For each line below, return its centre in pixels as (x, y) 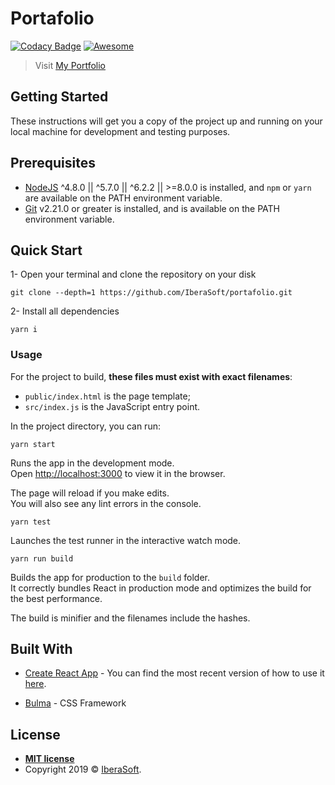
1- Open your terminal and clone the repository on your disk (133, 274)
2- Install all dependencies (65, 311)
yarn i (24, 330)
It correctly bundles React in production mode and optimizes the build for (161, 588)
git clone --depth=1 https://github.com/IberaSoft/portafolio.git (151, 293)
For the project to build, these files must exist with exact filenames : (151, 376)
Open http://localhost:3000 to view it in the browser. (118, 473)
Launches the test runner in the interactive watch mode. (126, 540)
